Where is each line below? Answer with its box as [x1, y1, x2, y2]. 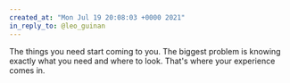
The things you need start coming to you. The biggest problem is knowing [9, 46, 281, 56]
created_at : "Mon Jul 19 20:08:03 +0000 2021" [9, 12, 186, 22]
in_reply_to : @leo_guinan [9, 21, 105, 30]
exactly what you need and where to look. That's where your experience [9, 55, 276, 66]
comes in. [9, 64, 46, 76]
